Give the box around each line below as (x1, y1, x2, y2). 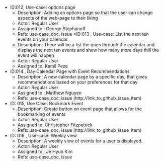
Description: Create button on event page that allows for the (17, 106, 142, 112)
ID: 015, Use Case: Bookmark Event (10, 101, 84, 106)
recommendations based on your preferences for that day (17, 79, 138, 85)
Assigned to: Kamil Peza (17, 63, 68, 69)
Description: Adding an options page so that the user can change (17, 10, 153, 16)
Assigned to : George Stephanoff (17, 26, 86, 32)
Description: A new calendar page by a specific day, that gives (17, 74, 147, 79)
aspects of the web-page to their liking (17, 15, 98, 21)
